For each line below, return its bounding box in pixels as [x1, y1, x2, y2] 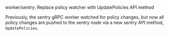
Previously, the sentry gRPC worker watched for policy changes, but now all [5, 14, 164, 20]
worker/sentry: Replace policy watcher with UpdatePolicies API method [5, 5, 154, 10]
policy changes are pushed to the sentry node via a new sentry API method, [5, 20, 164, 25]
